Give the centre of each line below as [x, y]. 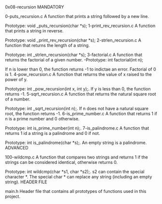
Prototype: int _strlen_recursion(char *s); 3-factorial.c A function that [74, 55]
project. [13, 196]
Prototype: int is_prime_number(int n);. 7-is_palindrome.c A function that [77, 128]
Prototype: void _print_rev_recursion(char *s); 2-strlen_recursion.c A [73, 40]
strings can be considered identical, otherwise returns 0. [61, 162]
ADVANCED [17, 148]
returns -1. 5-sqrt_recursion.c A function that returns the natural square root [81, 94]
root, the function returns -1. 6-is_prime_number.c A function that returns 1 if [81, 114]
